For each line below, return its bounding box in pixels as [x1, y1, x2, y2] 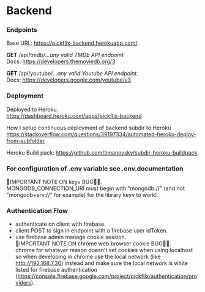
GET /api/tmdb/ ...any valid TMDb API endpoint [6, 52, 124, 59]
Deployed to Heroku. [6, 106, 59, 113]
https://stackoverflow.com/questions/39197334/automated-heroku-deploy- [6, 130, 197, 138]
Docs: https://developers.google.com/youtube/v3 [6, 76, 132, 83]
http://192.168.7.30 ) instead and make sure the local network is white [15, 259, 188, 267]
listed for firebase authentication [15, 266, 98, 274]
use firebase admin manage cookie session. [15, 234, 127, 241]
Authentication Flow [6, 207, 69, 215]
